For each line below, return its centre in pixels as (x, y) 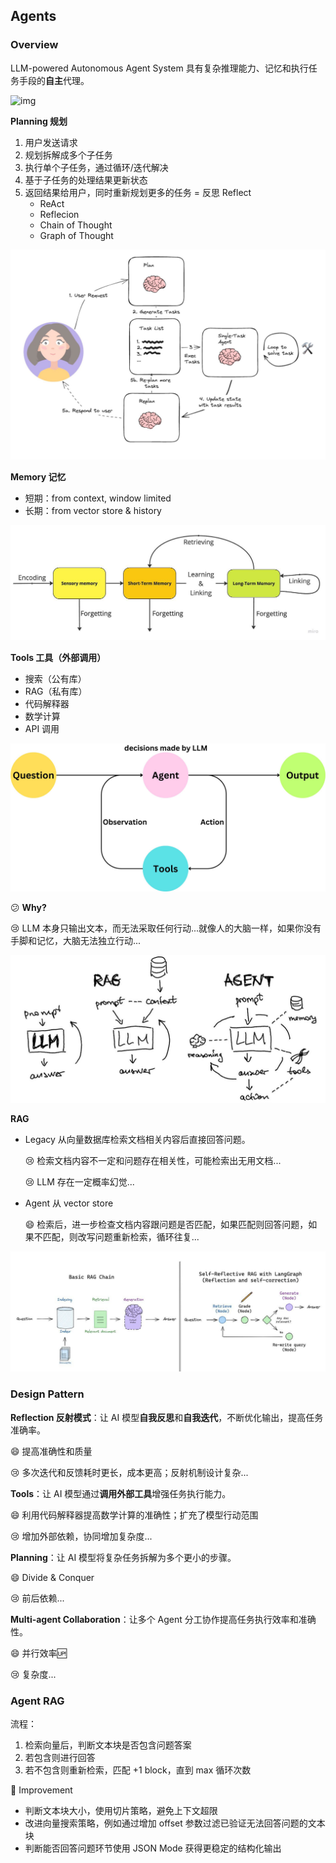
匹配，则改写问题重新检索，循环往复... (121, 1237)
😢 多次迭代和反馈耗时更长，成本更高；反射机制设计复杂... (129, 1472)
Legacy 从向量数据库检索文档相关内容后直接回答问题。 (137, 1140)
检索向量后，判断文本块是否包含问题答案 (108, 1745)
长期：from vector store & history (93, 511)
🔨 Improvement (41, 1790)
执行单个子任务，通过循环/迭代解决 (96, 167)
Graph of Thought (76, 235)
